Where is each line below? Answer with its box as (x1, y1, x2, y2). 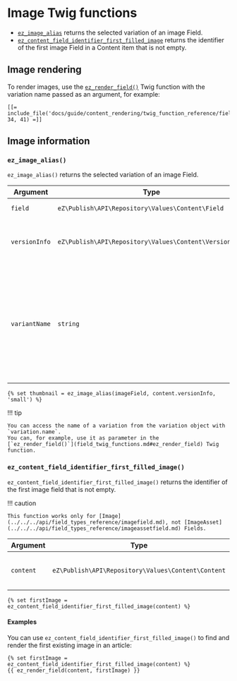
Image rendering (7, 64, 83, 76)
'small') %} (7, 397, 42, 404)
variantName (11, 320, 51, 328)
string (57, 320, 80, 328)
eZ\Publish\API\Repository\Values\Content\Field (57, 205, 224, 212)
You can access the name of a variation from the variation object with (7, 422, 226, 430)
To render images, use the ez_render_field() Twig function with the (7, 83, 206, 91)
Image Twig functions (7, 5, 138, 21)
